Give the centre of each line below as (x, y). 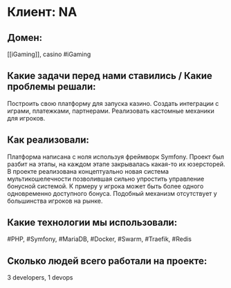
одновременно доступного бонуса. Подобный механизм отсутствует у (112, 193)
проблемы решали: (52, 87)
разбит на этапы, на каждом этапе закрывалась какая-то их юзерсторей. (116, 164)
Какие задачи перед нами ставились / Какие (110, 76)
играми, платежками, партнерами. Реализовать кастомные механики (111, 111)
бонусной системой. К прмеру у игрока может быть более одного (105, 186)
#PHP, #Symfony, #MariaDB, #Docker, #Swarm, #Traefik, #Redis (100, 239)
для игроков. (26, 118)
